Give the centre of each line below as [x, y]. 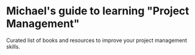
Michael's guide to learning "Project [98, 11]
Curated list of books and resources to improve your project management [97, 40]
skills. [13, 47]
